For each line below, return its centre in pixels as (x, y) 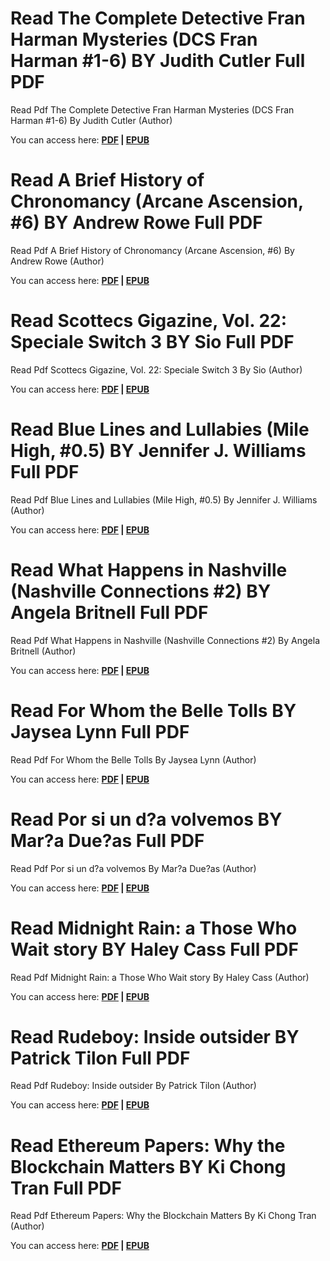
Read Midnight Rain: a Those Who (154, 928)
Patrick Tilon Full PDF (100, 1058)
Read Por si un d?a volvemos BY (146, 819)
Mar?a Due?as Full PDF (107, 840)
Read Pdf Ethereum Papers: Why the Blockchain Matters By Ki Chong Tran (163, 1216)
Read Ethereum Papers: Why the (148, 1145)
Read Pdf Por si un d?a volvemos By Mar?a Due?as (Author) (133, 868)
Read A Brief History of (107, 180)
